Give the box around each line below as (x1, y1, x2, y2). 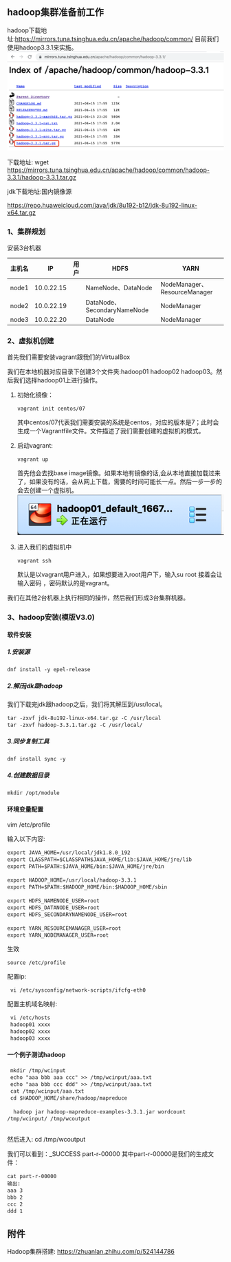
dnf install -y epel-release (7, 666, 91, 673)
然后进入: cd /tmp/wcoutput (7, 1135, 86, 1143)
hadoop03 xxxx (10, 1035, 51, 1042)
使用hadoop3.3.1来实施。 (7, 43, 78, 52)
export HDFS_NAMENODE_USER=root (7, 897, 100, 904)
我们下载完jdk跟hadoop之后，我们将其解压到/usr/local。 (7, 700, 166, 708)
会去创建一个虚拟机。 (16, 486, 78, 494)
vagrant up (16, 456, 49, 463)
